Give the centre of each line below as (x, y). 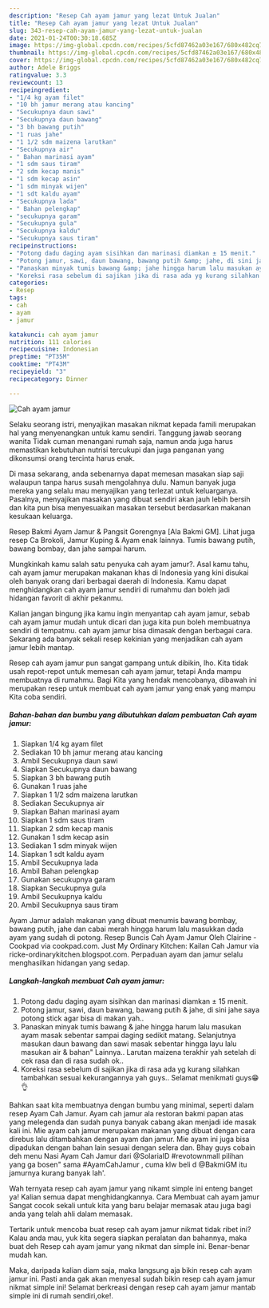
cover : (20, 61)
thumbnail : (27, 53)
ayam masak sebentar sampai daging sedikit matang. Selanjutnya (128, 1035)
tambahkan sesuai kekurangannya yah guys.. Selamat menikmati (127, 1077)
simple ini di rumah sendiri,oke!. (61, 1295)
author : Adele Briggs (45, 68)
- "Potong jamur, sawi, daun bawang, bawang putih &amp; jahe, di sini (131, 260)
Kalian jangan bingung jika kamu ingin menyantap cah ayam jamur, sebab (130, 613)
